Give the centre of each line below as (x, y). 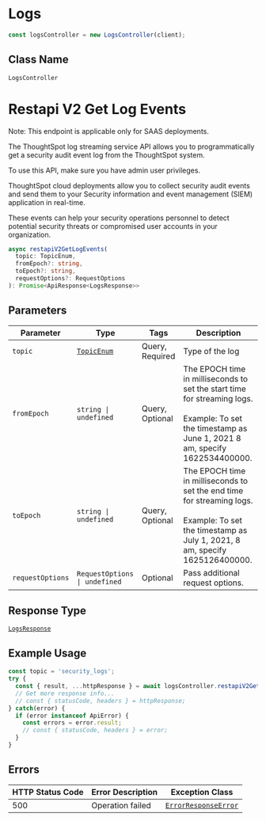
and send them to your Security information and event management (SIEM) (131, 194)
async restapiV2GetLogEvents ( (58, 249)
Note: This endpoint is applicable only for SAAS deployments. (109, 131)
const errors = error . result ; (72, 723)
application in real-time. (47, 202)
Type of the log (211, 351)
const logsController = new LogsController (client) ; (97, 35)
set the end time (213, 490)
